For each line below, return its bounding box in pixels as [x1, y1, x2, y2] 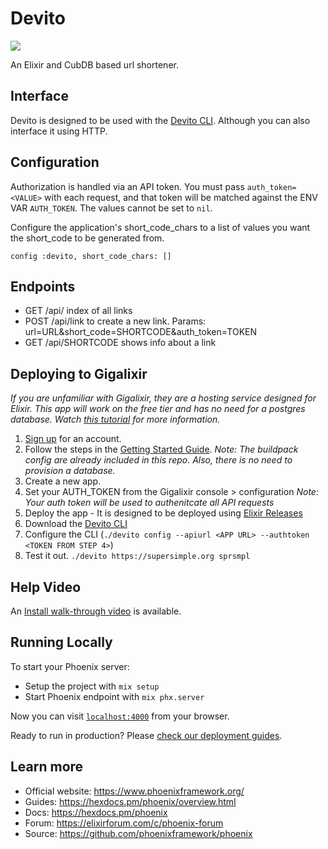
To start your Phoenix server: [10, 660, 130, 672]
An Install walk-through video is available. [10, 605, 182, 617]
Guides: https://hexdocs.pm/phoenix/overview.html [24, 795, 237, 807]
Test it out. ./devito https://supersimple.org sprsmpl [24, 550, 251, 562]
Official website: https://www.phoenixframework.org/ [24, 785, 245, 797]
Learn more [10, 758, 84, 776]
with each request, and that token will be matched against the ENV [44, 191, 318, 203]
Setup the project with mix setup [24, 680, 160, 692]
